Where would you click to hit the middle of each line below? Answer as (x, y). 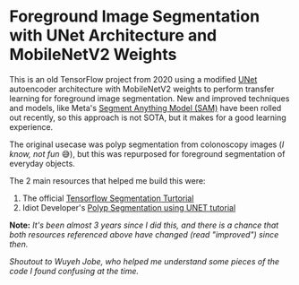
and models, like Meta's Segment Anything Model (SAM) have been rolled (145, 108)
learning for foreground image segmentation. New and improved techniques (149, 98)
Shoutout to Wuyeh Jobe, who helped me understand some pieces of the (145, 261)
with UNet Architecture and (113, 35)
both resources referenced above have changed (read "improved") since (144, 234)
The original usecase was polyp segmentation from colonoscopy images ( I (147, 144)
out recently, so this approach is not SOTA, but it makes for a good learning (148, 117)
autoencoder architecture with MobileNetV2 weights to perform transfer (142, 89)
